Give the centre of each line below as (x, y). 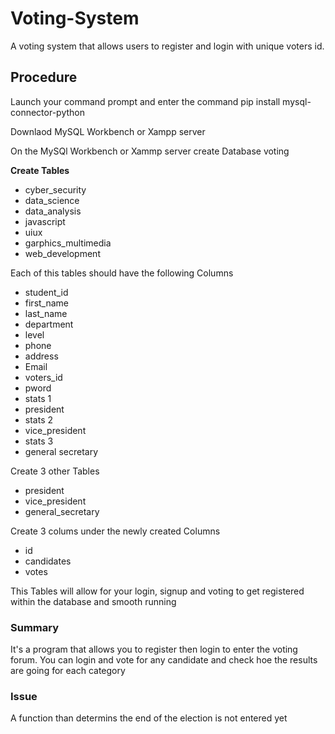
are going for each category (68, 671)
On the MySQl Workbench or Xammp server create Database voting (150, 151)
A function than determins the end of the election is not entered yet (149, 718)
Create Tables (40, 170)
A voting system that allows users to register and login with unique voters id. (167, 46)
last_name (46, 313)
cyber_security (55, 189)
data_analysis (53, 211)
